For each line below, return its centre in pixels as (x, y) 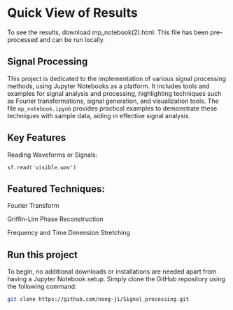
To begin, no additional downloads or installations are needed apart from (112, 272)
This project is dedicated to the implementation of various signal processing (116, 78)
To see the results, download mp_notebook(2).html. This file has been (108, 32)
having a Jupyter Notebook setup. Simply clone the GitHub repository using (116, 279)
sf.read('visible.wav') (42, 167)
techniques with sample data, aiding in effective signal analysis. (99, 115)
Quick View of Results (72, 13)
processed (23, 39)
